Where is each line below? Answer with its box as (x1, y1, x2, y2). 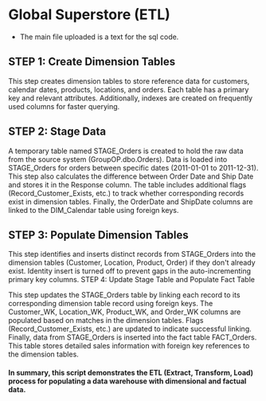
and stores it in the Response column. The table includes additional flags (8, 179, 247, 189)
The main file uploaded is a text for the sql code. (19, 32, 179, 41)
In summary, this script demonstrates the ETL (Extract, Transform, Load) (8, 368, 253, 377)
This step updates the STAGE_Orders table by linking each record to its (8, 290, 241, 300)
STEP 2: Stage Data (8, 125, 106, 139)
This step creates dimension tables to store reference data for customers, (8, 76, 250, 85)
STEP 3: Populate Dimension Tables (8, 228, 189, 242)
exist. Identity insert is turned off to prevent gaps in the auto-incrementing (8, 266, 252, 276)
